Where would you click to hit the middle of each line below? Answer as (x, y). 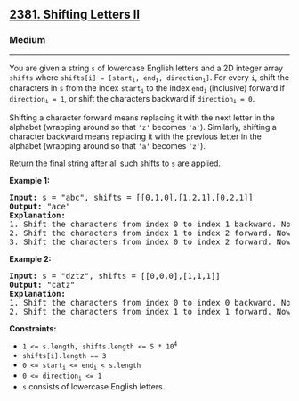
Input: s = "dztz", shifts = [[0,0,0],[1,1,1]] (115, 276)
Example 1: (30, 180)
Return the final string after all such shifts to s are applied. (115, 163)
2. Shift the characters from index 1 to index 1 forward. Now (150, 311)
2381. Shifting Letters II (75, 15)
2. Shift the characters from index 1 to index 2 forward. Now (150, 233)
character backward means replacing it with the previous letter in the (136, 136)
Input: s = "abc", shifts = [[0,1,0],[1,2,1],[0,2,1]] (131, 197)
